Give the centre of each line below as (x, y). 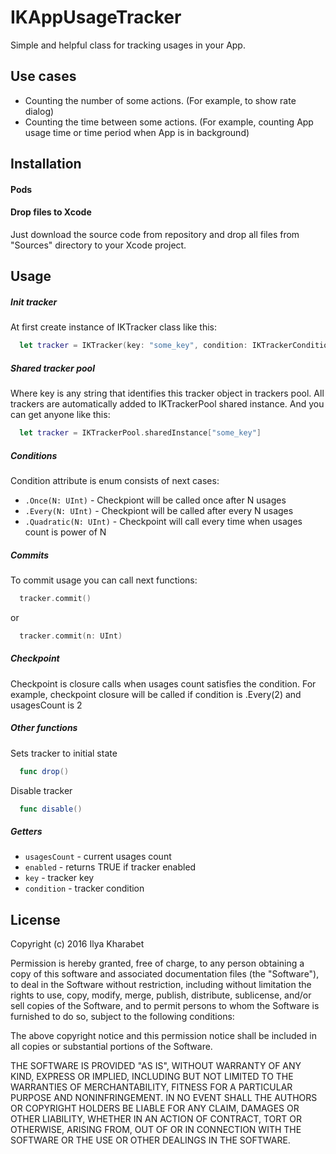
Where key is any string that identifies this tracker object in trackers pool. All (167, 393)
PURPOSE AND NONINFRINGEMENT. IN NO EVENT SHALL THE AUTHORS (164, 1098)
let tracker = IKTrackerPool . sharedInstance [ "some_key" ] (140, 433)
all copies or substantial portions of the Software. (111, 1047)
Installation (46, 164)
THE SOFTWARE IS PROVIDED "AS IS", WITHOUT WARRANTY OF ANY (156, 1066)
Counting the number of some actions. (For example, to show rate (160, 100)
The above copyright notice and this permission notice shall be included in (163, 1036)
